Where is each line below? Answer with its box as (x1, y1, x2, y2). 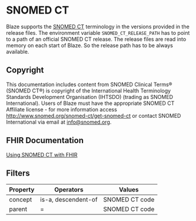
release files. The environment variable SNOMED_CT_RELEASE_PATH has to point (6, 29, 190, 36)
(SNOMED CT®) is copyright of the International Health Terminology (6, 87, 171, 94)
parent (9, 205, 28, 213)
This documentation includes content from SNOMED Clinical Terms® (6, 81, 172, 88)
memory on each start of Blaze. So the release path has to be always (6, 42, 174, 49)
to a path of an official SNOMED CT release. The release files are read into (6, 35, 187, 42)
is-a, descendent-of (40, 196, 98, 204)
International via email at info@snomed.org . (6, 118, 112, 126)
